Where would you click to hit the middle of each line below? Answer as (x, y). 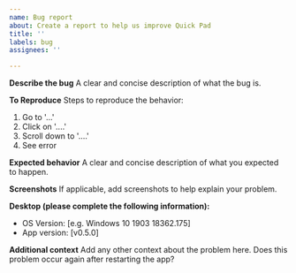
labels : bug (31, 42)
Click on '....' (44, 127)
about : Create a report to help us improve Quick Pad (110, 26)
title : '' (27, 34)
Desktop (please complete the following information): (110, 206)
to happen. (29, 172)
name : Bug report (41, 17)
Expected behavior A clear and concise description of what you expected (144, 163)
